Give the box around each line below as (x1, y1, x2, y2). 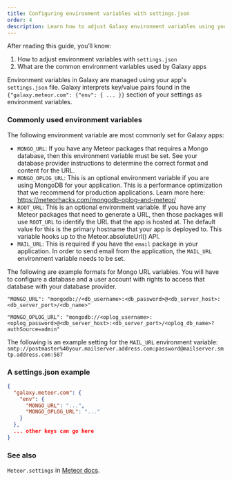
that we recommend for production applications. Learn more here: (17, 188, 206, 197)
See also (7, 450, 37, 460)
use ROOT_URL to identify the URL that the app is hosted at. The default (17, 217, 216, 226)
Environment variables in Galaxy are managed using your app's (7, 76, 187, 84)
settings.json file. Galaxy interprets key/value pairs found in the (7, 84, 191, 92)
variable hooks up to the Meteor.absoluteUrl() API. (17, 232, 160, 240)
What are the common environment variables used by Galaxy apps (17, 63, 207, 71)
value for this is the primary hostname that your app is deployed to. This (17, 225, 222, 233)
